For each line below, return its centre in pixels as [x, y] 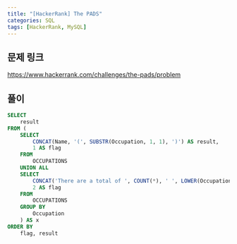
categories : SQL [31, 20]
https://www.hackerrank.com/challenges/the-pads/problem [94, 75]
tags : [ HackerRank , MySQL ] [47, 27]
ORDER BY [20, 226]
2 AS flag [47, 188]
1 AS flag [47, 148]
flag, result [39, 233]
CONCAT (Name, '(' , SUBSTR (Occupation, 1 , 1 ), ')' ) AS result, [126, 142]
